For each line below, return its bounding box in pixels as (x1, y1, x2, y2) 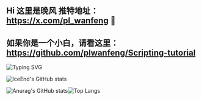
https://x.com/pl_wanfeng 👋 (6, 16, 116, 26)
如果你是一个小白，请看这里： (6, 38, 119, 48)
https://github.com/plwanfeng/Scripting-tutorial (6, 47, 196, 58)
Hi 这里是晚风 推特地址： (6, 5, 99, 16)
